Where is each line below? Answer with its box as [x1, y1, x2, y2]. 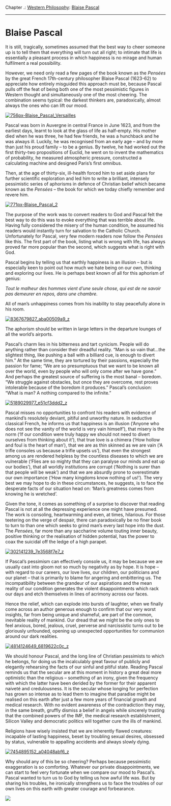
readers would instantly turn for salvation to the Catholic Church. [5, 227, 141, 233]
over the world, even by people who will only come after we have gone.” [5, 368, 157, 374]
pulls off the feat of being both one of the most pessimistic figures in [5, 86, 149, 92]
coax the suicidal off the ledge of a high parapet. [5, 538, 107, 544]
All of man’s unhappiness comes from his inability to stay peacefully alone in [5, 300, 165, 306]
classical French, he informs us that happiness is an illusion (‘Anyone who [5, 420, 159, 426]
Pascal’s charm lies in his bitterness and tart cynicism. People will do [5, 341, 149, 347]
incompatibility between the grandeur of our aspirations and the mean [5, 580, 152, 586]
